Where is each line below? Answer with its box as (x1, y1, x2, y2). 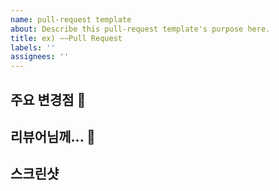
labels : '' (10, 42, 56, 53)
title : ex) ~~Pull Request (10, 33, 123, 43)
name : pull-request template (10, 14, 132, 25)
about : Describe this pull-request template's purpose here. (10, 24, 271, 34)
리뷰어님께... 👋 (10, 128, 96, 145)
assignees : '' (10, 52, 70, 62)
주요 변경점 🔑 (10, 91, 87, 108)
